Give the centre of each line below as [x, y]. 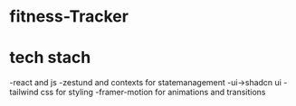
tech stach [50, 58]
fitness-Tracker [69, 17]
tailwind [24, 93]
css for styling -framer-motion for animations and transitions [153, 93]
